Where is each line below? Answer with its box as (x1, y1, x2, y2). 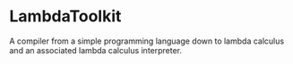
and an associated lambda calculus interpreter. (9, 44, 182, 55)
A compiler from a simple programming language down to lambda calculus (9, 36, 285, 46)
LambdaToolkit (9, 6, 122, 27)
